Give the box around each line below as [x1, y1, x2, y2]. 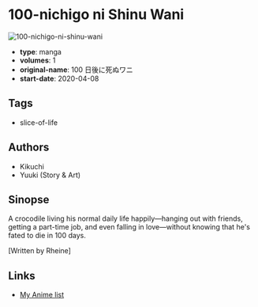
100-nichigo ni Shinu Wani [8, 6, 185, 24]
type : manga [19, 47, 62, 56]
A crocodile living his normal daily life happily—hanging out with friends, [8, 214, 243, 223]
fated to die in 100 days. [8, 231, 87, 241]
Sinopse [8, 192, 50, 207]
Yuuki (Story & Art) [19, 170, 81, 180]
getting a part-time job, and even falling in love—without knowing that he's [8, 222, 251, 232]
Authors [8, 141, 50, 154]
